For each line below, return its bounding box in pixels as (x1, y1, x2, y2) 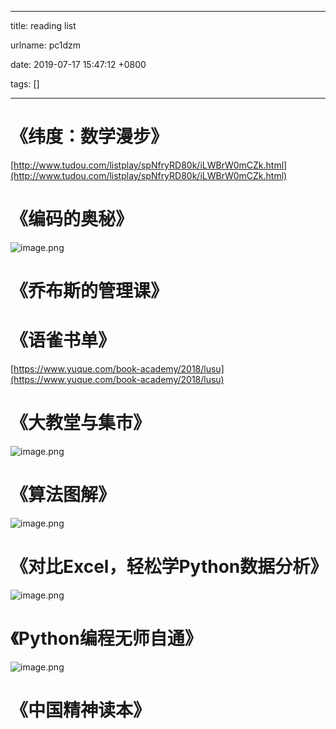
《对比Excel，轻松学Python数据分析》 (10, 556, 328, 578)
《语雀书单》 (10, 329, 117, 352)
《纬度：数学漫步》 (10, 126, 169, 148)
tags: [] (10, 78, 40, 90)
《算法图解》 (10, 484, 117, 506)
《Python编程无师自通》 (10, 627, 203, 650)
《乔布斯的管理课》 (10, 280, 169, 303)
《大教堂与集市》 (10, 412, 152, 435)
